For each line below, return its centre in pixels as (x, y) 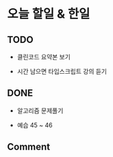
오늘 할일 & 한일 (49, 14)
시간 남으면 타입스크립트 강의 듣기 (62, 71)
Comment (29, 147)
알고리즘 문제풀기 (40, 111)
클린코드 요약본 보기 (43, 57)
